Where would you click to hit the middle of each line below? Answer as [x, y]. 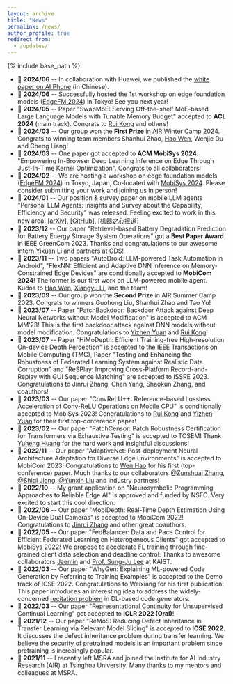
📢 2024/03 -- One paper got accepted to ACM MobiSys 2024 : [108, 153]
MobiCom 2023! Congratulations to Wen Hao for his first [98, 465]
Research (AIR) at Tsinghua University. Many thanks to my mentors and [119, 665]
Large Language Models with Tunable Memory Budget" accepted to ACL [121, 116]
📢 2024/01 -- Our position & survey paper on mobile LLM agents [110, 198]
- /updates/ [31, 46]
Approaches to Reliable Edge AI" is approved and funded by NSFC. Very [121, 495]
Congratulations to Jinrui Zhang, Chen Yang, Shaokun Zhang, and [111, 384]
